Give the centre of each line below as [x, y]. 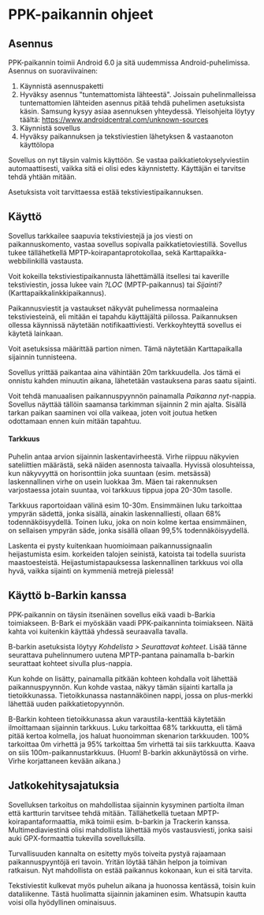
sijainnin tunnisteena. [43, 357]
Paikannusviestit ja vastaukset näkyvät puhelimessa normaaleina [113, 308]
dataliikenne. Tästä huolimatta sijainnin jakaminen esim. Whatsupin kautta [127, 894]
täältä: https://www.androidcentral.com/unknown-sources [114, 119]
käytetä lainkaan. [36, 333]
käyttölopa [37, 145]
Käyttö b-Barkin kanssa [67, 595]
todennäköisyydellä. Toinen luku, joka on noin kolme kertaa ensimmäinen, [128, 523]
